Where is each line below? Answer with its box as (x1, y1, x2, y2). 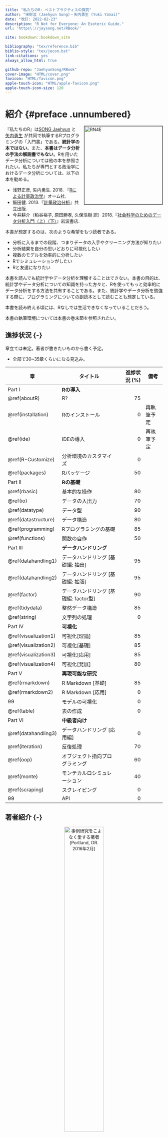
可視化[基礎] (61, 642, 91, 649)
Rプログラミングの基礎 (61, 526, 115, 533)
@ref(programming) (7, 525, 55, 532)
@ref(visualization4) (7, 660, 56, 667)
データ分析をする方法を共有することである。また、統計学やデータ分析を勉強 (5, 287, 163, 293)
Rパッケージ (61, 469, 90, 476)
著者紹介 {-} (5, 813, 42, 822)
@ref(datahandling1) (7, 557, 57, 564)
